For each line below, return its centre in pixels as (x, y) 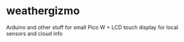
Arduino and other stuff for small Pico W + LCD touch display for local (92, 27)
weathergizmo (43, 11)
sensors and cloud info (34, 33)
